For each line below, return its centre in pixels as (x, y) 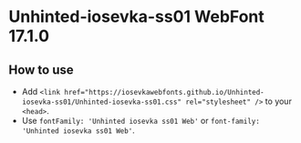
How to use (41, 70)
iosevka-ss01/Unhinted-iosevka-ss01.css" (101, 102)
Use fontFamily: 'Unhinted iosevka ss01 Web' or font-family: (141, 121)
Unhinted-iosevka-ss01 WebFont (137, 17)
